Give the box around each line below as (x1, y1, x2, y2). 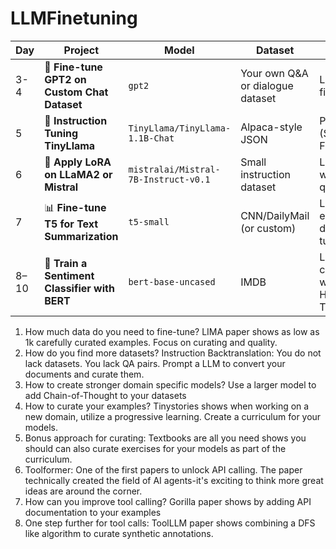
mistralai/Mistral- (128, 163, 221, 175)
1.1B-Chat (128, 132, 175, 144)
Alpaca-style (240, 120, 303, 134)
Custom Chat (44, 85, 109, 99)
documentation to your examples (24, 506, 162, 518)
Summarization (44, 230, 119, 244)
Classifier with (44, 281, 115, 295)
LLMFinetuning (10, 7, 138, 30)
